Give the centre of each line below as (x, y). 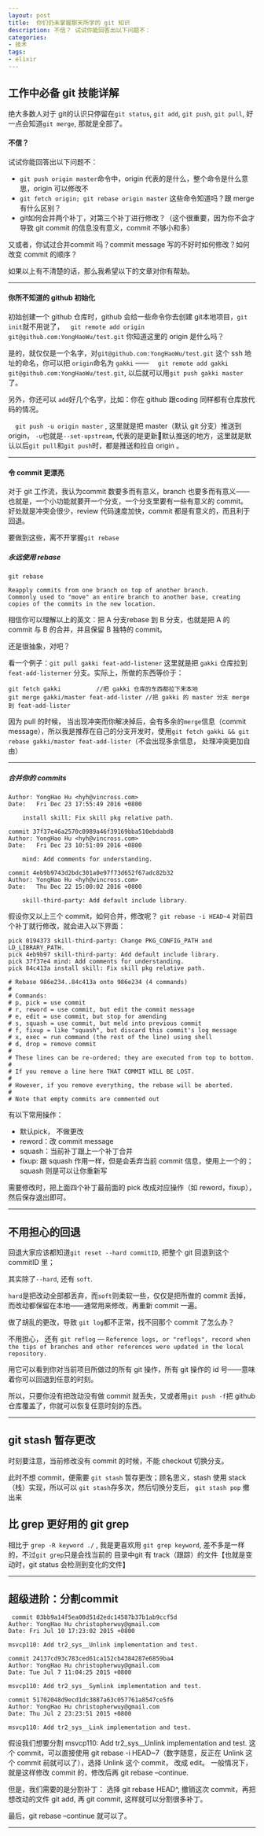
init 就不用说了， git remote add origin (77, 326)
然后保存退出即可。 (39, 1197)
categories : (27, 37)
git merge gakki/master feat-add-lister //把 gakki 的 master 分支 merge (129, 698)
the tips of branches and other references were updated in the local (126, 1347)
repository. (27, 1354)
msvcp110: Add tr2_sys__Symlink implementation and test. (105, 1687)
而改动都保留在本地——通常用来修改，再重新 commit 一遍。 (105, 1306)
